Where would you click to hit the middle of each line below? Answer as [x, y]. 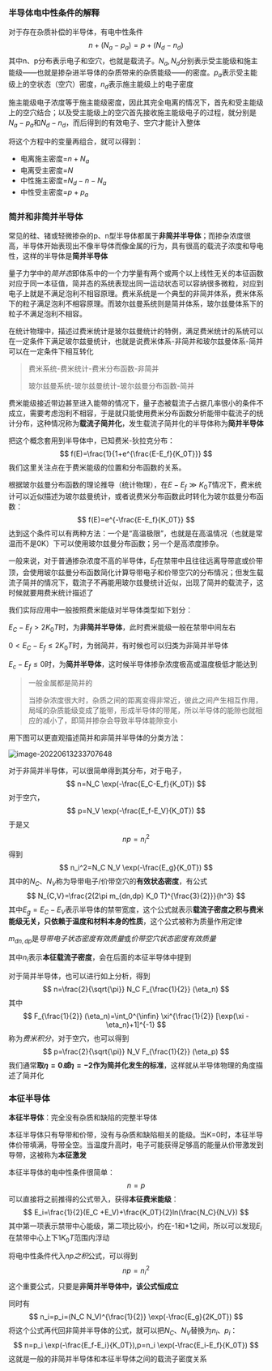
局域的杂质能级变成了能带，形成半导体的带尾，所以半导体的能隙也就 [142, 710]
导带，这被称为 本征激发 [47, 1154]
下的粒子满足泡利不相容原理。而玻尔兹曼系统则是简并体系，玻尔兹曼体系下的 [136, 303]
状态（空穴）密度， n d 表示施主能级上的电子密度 [115, 85]
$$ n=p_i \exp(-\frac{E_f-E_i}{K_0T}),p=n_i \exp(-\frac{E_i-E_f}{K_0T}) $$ [136, 1345]
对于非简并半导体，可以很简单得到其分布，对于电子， [97, 770]
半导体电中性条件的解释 [54, 12]
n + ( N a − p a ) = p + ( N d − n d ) [136, 46]
